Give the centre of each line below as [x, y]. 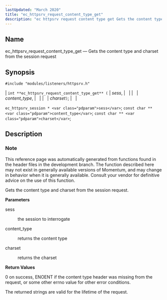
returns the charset [37, 258]
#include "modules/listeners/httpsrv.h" [48, 84]
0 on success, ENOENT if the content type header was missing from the [79, 277]
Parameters [17, 199]
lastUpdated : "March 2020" [33, 10]
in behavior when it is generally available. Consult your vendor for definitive [83, 175]
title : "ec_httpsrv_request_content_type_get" [54, 14]
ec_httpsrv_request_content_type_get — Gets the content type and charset [82, 51]
